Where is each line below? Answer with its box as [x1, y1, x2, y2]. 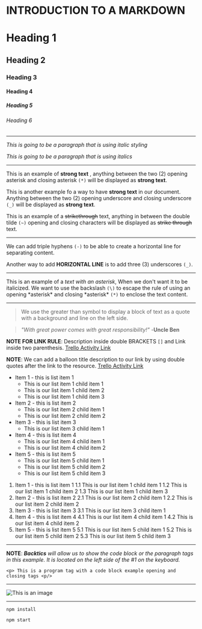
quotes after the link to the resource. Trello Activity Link [6, 362, 144, 369]
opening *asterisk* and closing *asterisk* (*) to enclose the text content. [6, 290, 188, 298]
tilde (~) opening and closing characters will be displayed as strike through [6, 219, 192, 226]
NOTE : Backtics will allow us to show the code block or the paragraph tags [6, 550, 194, 557]
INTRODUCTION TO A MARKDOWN [6, 4, 185, 17]
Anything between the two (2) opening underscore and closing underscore [6, 194, 192, 201]
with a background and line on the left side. [20, 314, 128, 322]
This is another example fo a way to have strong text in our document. [6, 188, 181, 195]
